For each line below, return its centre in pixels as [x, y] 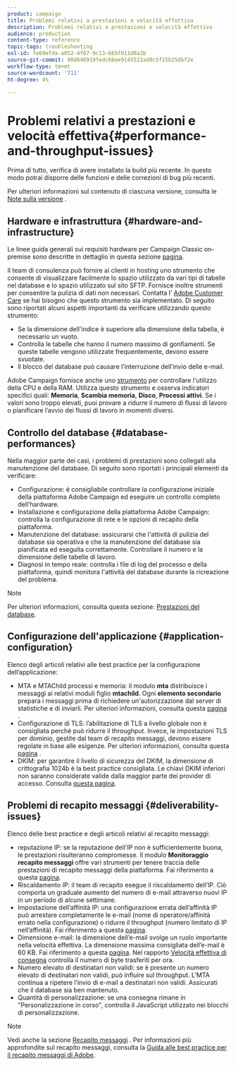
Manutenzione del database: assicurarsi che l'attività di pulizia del [113, 534]
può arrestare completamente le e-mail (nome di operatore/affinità [114, 915]
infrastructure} [41, 232]
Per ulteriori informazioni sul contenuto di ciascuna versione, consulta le [112, 191]
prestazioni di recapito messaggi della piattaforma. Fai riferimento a [115, 870]
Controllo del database [58, 433]
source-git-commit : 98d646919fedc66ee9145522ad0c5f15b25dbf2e [100, 60]
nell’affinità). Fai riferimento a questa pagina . [82, 930]
